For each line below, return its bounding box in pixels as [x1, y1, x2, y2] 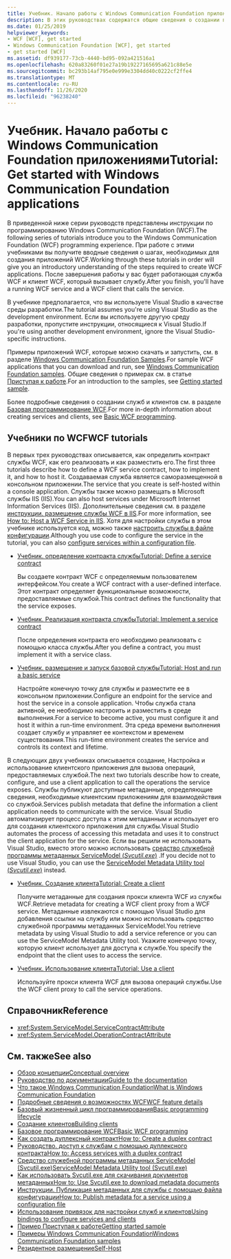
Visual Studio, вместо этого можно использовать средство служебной [7, 844, 214, 852]
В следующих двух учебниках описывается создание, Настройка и [7, 756, 206, 764]
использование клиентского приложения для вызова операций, [7, 763, 196, 772]
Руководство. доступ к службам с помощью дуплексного [16, 1142, 188, 1150]
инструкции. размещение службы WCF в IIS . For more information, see [7, 509, 212, 517]
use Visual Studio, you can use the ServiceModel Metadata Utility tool [7, 858, 205, 867]
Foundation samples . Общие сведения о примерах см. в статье [7, 370, 192, 378]
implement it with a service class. [16, 650, 112, 658]
